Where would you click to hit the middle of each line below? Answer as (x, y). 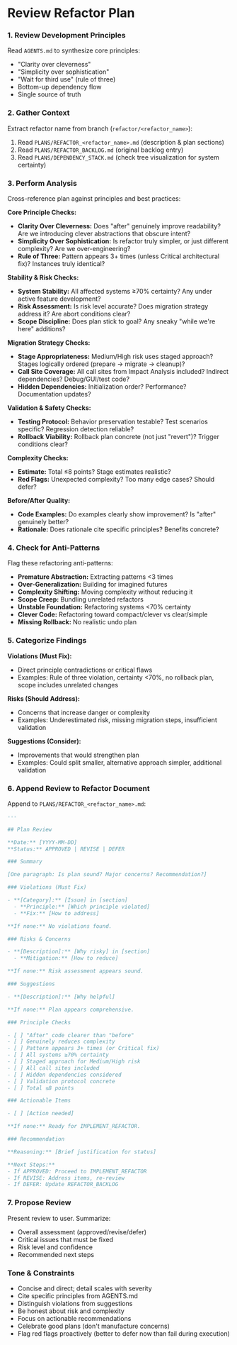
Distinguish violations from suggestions (75, 1303)
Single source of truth (49, 94)
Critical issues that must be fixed (65, 1239)
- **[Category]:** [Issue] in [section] (68, 900)
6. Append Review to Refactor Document (79, 788)
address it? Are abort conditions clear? (74, 314)
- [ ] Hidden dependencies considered (64, 1075)
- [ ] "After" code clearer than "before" (71, 1035)
